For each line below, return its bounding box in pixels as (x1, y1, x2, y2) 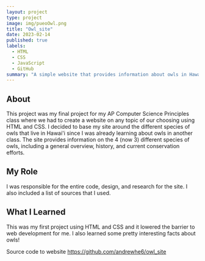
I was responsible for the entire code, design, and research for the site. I (6, 182, 188, 190)
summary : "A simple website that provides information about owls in (6, 71, 187, 77)
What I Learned (6, 207, 66, 217)
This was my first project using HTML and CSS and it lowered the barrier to (6, 223, 195, 231)
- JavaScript (12, 60, 45, 66)
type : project (6, 15, 43, 21)
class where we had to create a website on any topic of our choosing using (6, 116, 195, 124)
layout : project (6, 9, 48, 15)
